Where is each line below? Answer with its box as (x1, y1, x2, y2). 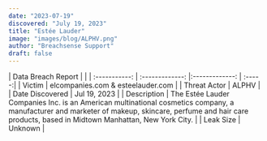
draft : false (8, 49, 53, 58)
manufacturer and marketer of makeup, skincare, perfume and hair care (8, 106, 249, 116)
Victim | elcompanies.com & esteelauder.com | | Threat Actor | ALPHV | (22, 80, 261, 90)
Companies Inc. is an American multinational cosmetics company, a (8, 98, 235, 107)
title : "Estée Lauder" (8, 27, 85, 35)
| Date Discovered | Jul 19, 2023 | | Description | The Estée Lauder (8, 89, 230, 98)
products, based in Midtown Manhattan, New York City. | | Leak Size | (8, 115, 241, 124)
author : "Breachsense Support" (8, 42, 114, 50)
